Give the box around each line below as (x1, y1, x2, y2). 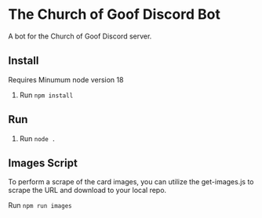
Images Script (8, 156, 78, 169)
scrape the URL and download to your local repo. (8, 186, 167, 195)
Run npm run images (8, 201, 72, 210)
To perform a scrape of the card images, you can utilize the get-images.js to (8, 177, 254, 187)
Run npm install (19, 90, 74, 100)
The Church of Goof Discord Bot (8, 5, 221, 24)
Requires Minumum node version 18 (8, 74, 124, 84)
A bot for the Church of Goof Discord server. (8, 31, 152, 41)
